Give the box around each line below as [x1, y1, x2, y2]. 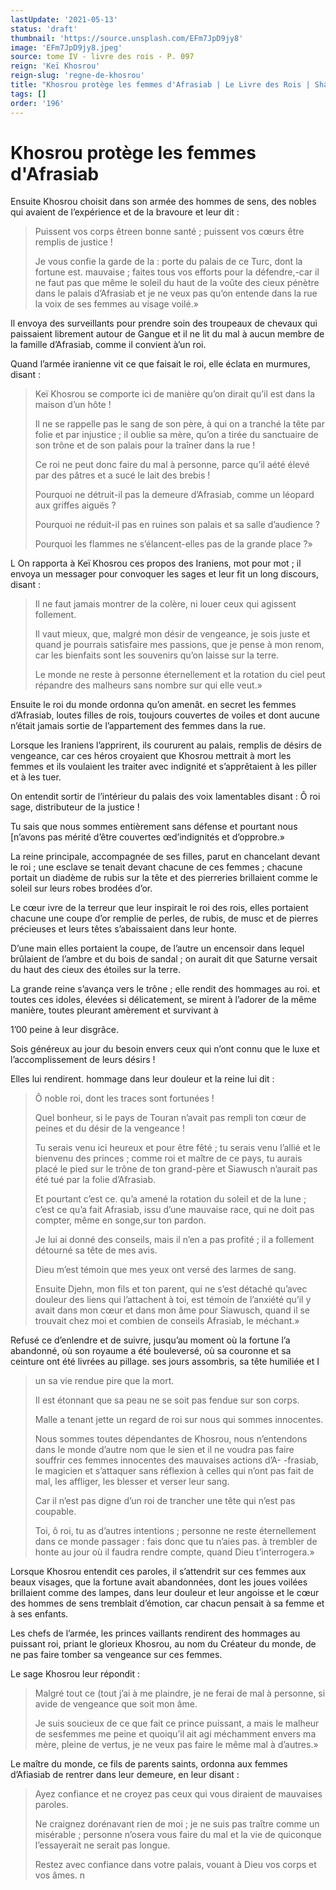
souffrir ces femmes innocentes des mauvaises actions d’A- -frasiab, [34, 1454, 319, 1466]
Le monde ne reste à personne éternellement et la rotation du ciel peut [34, 669, 326, 681]
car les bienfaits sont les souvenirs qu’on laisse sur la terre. [34, 649, 280, 661]
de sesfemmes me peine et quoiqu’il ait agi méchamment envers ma [34, 1728, 317, 1740]
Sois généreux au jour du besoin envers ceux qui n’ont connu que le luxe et [10, 1043, 320, 1055]
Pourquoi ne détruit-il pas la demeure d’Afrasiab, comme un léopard [34, 489, 315, 501]
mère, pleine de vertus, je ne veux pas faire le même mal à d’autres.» [34, 1739, 319, 1751]
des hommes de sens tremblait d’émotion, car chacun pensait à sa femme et [10, 1597, 325, 1610]
